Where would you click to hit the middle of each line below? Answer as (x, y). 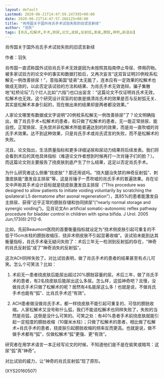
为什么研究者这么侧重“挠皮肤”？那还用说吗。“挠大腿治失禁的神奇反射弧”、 (79, 173)
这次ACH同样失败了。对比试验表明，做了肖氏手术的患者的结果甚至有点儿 (78, 258)
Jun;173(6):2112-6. (24, 219)
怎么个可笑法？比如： (35, 264)
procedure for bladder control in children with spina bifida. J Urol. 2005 (77, 214)
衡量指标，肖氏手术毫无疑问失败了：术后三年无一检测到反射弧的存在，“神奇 (81, 241)
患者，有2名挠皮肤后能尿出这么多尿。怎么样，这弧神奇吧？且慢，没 (88, 281)
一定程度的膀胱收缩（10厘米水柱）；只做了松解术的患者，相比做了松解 (86, 322)
